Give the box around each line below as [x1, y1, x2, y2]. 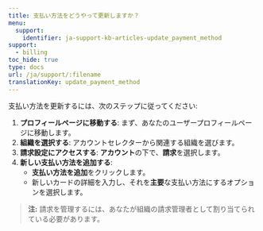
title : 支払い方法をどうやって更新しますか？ [8, 11, 140, 20]
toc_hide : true [8, 56, 59, 64]
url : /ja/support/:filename [8, 71, 102, 79]
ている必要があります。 [27, 214, 105, 223]
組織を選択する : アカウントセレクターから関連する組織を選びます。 [19, 137, 239, 147]
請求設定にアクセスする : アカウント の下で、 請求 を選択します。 [19, 148, 225, 157]
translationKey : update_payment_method [8, 78, 141, 86]
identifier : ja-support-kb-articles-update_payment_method [22, 33, 222, 42]
